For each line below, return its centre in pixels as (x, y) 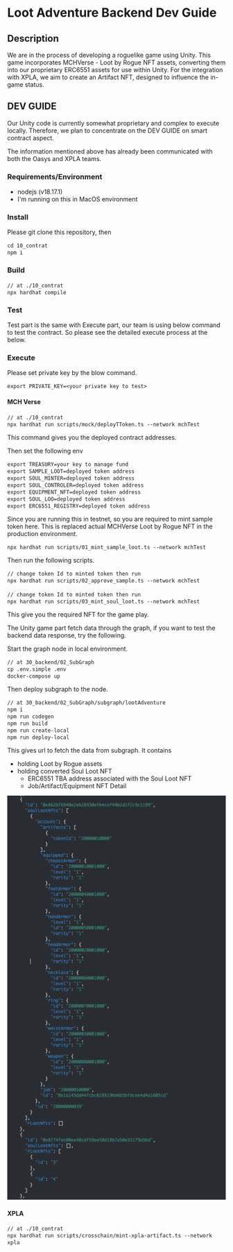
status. (34, 84)
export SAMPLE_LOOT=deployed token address (71, 471)
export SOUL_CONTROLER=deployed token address (76, 485)
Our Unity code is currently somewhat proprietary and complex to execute (113, 123)
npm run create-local (38, 731)
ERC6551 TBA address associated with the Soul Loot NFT (110, 778)
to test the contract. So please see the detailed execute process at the (107, 332)
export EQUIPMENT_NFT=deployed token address (74, 492)
